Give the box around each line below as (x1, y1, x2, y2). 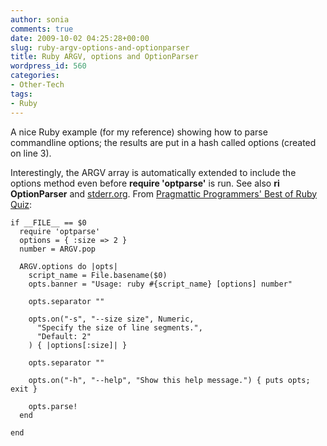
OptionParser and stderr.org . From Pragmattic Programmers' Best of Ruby (10, 187, 318, 200)
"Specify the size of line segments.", (36, 322, 203, 333)
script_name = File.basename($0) (28, 270, 168, 280)
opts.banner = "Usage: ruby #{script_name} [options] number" (28, 279, 293, 289)
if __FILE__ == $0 (10, 217, 87, 228)
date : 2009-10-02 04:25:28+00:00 (10, 33, 150, 43)
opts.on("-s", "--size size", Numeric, (28, 314, 195, 324)
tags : (10, 89, 33, 99)
